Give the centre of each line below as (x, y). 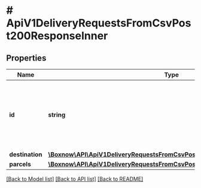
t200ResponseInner (57, 36)
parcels (20, 164)
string (57, 115)
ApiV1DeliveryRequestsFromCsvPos (99, 23)
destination (26, 154)
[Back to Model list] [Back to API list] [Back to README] (75, 179)
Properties (26, 58)
